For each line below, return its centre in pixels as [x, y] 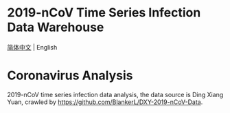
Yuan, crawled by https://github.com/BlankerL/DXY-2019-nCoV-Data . [105, 102]
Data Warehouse [56, 27]
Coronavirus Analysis [70, 75]
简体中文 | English [32, 47]
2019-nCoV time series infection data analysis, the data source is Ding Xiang [115, 94]
